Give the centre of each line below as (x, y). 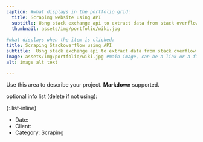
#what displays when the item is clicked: (60, 40)
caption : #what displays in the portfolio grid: (69, 12)
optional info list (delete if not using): (52, 96)
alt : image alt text (32, 62)
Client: (23, 126)
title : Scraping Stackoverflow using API (59, 46)
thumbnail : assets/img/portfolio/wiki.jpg (66, 29)
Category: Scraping (39, 132)
